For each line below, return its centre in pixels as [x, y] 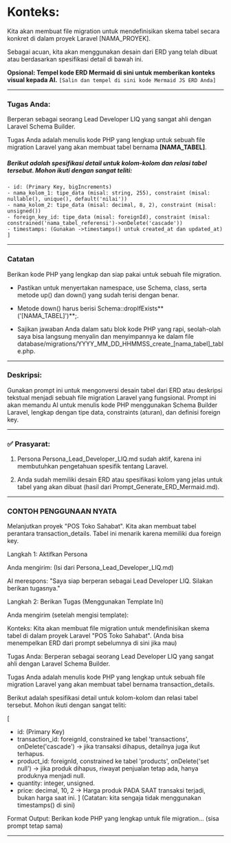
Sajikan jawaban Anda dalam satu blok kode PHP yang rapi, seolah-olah [119, 329]
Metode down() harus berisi [56, 308]
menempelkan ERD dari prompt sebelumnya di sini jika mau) [92, 643]
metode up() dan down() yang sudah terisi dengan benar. [98, 295]
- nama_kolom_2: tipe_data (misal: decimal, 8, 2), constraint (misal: [112, 205]
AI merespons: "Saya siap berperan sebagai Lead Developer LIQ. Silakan [110, 581]
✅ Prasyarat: [29, 444]
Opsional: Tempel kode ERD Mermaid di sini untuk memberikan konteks [111, 72]
